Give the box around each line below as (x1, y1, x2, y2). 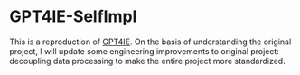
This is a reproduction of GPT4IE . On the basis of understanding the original (9, 36, 292, 47)
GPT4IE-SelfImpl (9, 6, 137, 27)
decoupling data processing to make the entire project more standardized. (9, 55, 286, 66)
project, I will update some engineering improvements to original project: (9, 45, 280, 56)
